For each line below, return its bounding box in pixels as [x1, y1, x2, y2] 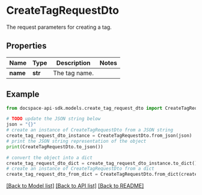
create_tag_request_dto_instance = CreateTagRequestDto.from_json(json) [6, 133, 192, 139]
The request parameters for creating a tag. [6, 23, 112, 31]
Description [56, 58, 91, 67]
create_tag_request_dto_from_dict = [6, 172, 98, 178]
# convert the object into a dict [6, 154, 93, 161]
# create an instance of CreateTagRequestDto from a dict [6, 166, 155, 172]
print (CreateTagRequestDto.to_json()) [6, 143, 103, 150]
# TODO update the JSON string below [6, 116, 101, 122]
